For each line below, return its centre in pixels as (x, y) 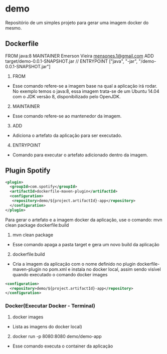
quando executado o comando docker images (60, 274)
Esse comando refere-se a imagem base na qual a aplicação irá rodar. (85, 86)
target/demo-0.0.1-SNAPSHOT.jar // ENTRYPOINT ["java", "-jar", (71, 61)
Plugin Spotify (28, 171)
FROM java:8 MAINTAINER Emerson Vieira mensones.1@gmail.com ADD (79, 56)
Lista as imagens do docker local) (47, 326)
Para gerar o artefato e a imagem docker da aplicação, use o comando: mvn (84, 220)
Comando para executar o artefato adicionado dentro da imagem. (80, 155)
